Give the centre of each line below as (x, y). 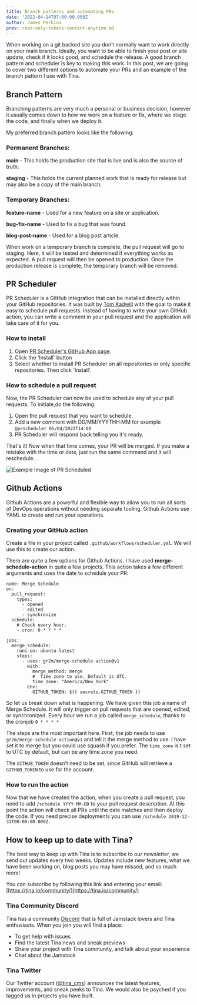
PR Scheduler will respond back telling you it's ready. (79, 435)
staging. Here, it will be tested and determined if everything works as (90, 253)
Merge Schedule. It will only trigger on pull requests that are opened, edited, (98, 709)
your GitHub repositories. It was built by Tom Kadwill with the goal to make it (98, 304)
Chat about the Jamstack (45, 955)
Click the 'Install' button (43, 357)
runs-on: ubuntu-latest (46, 651)
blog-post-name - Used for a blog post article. (63, 235)
